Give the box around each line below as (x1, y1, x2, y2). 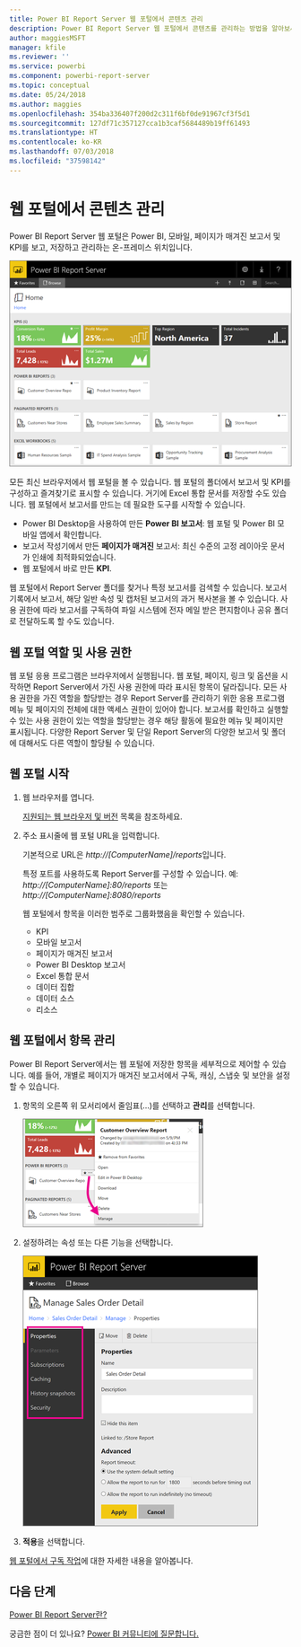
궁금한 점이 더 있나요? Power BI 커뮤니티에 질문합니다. (9, 1628, 200, 1639)
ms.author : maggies (9, 100, 82, 109)
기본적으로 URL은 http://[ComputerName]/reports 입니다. (21, 849, 227, 859)
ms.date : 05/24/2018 (9, 90, 87, 99)
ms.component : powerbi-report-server (9, 72, 150, 81)
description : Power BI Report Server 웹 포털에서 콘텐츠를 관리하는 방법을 (9, 23, 269, 33)
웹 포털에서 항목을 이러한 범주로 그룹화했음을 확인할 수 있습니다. (21, 908, 245, 919)
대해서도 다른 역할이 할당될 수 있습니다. (18, 737, 155, 749)
